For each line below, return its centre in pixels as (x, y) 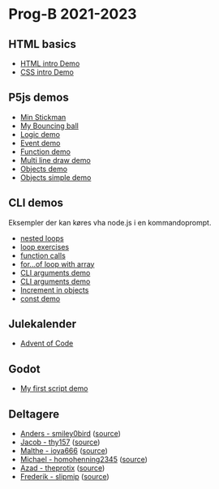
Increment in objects (54, 290)
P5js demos (39, 98)
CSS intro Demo (47, 72)
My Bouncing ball (49, 126)
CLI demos (36, 203)
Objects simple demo (56, 177)
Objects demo (43, 169)
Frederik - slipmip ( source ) (64, 477)
